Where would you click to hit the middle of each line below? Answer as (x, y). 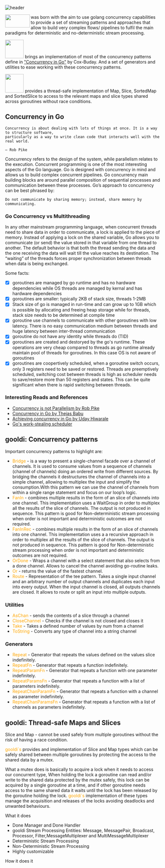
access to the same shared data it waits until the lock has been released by (81, 791)
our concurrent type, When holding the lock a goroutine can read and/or (78, 775)
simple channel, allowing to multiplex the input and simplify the (76, 482)
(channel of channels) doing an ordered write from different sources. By (85, 471)
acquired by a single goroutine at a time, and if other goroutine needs (75, 785)
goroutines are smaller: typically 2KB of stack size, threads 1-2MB (79, 299)
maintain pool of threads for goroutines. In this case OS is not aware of (84, 353)
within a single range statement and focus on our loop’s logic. (74, 492)
